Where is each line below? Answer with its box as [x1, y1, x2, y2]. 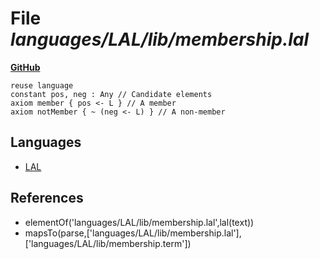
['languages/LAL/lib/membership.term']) [24, 237, 192, 249]
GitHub [10, 61, 41, 73]
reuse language [10, 80, 74, 91]
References [10, 190, 84, 207]
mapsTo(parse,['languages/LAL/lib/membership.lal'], [24, 227, 242, 239]
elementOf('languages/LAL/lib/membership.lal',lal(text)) [24, 216, 255, 228]
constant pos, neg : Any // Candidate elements [10, 89, 213, 99]
